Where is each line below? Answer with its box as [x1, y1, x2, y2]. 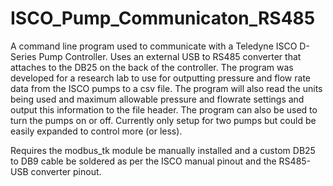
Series [10, 50, 37, 62]
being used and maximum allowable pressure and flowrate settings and [10, 93, 305, 105]
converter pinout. [30, 165, 102, 177]
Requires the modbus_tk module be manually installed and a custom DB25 [10, 144, 316, 156]
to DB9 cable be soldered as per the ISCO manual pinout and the [10, 155, 277, 167]
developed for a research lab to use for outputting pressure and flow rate [10, 72, 312, 84]
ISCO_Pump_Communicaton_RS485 [10, 7, 316, 30]
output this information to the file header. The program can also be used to [10, 103, 318, 116]
